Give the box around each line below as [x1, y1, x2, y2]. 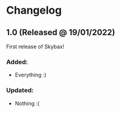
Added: [6, 58, 28, 66]
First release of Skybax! [6, 43, 64, 50]
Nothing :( [14, 99, 40, 107]
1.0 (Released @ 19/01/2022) [6, 27, 115, 37]
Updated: [6, 86, 34, 95]
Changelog [6, 4, 62, 17]
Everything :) [14, 71, 46, 79]
